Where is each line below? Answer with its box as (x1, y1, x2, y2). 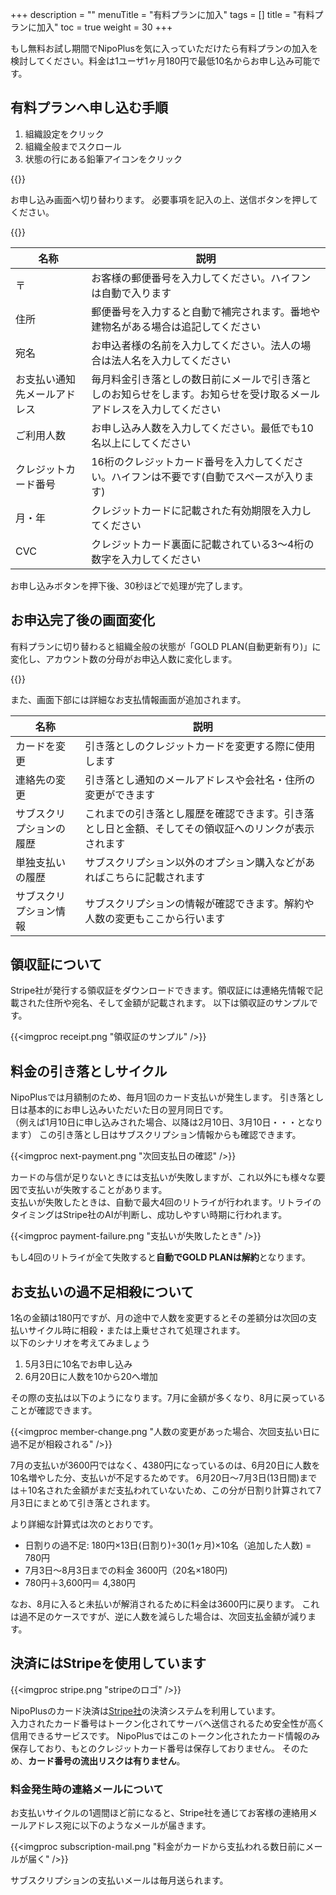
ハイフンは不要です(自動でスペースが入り (111, 469, 305, 483)
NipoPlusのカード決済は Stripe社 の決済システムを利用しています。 (10, 1704, 281, 1717)
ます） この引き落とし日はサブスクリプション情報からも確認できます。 (10, 1129, 302, 1141)
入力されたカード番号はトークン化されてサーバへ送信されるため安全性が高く (10, 1717, 326, 1729)
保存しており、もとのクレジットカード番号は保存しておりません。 (10, 1742, 280, 1754)
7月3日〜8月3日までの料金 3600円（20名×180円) (24, 1564, 228, 1577)
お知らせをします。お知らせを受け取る (111, 387, 290, 401)
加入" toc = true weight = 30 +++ (36, 21, 173, 33)
